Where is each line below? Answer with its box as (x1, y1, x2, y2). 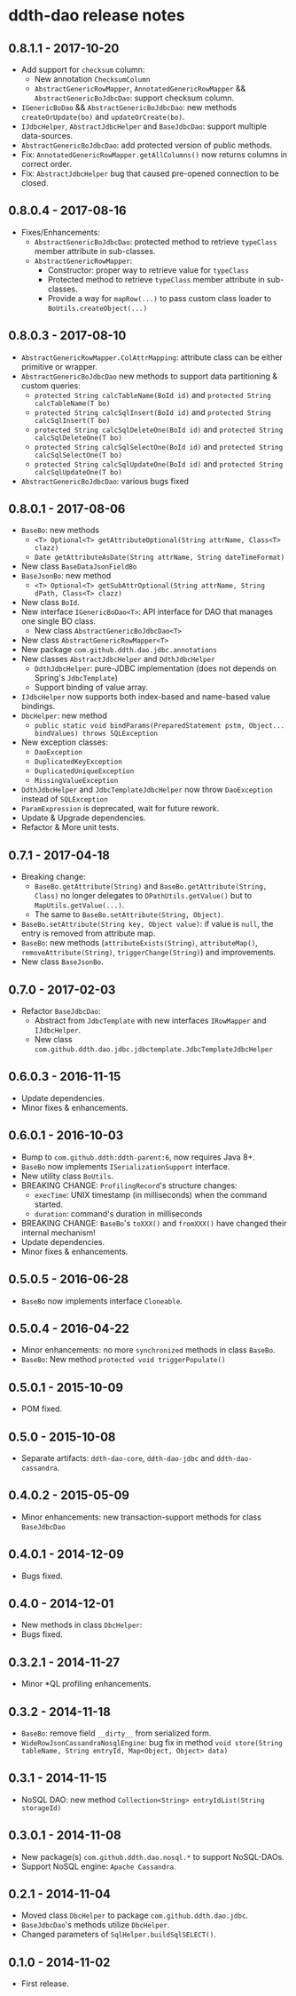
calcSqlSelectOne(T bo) (34, 451, 123, 459)
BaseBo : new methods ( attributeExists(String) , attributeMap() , (20, 938, 258, 948)
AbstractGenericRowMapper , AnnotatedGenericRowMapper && (34, 84, 246, 93)
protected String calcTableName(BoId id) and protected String (34, 389, 271, 400)
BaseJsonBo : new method (20, 571, 112, 581)
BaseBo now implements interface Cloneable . (20, 1295, 183, 1306)
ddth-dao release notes (8, 5, 185, 26)
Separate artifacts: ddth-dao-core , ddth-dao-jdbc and (20, 1452, 214, 1463)
